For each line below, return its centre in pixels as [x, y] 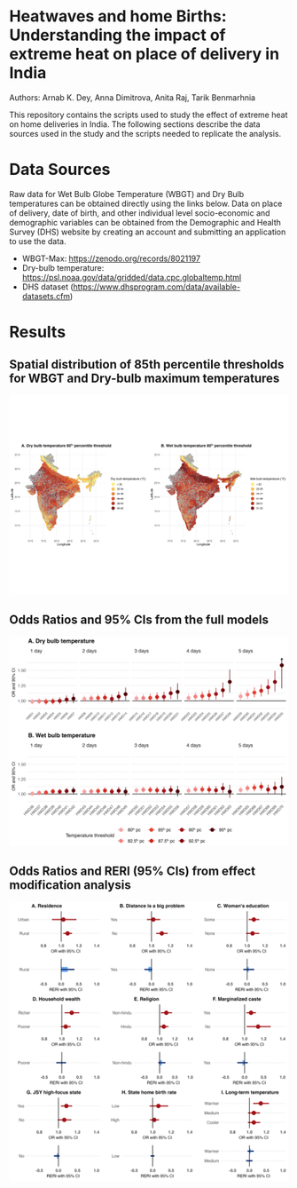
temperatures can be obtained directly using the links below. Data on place [146, 203]
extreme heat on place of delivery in [145, 54]
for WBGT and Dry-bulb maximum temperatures [145, 379]
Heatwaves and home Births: [118, 16]
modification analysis [70, 885]
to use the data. [38, 241]
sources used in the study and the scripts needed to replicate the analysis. [145, 133]
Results [38, 333]
